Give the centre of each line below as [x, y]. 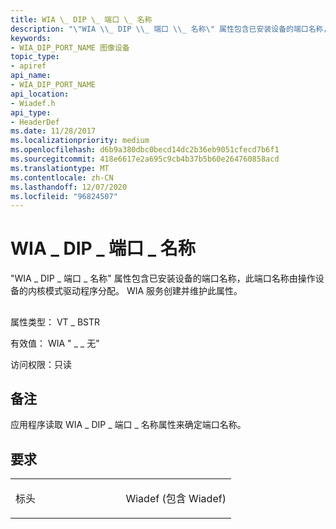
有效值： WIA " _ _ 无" [55, 343]
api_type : [31, 112]
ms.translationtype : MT [60, 168]
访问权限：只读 [41, 364]
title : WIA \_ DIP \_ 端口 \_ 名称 [81, 19]
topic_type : [35, 57]
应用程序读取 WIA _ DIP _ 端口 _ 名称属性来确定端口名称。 [128, 425]
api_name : [31, 76]
